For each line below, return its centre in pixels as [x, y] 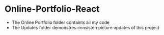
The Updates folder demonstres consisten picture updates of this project [85, 27]
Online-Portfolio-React [52, 9]
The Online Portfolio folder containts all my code [61, 22]
